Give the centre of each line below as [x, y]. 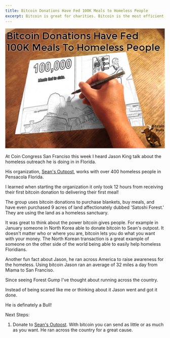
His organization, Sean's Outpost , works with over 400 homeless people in [83, 171]
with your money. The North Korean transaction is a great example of [77, 239]
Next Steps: [17, 315]
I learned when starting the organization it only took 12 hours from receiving [84, 186]
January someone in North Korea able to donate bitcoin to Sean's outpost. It [84, 228]
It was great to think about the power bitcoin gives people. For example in [82, 222]
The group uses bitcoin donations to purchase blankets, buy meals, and [80, 202]
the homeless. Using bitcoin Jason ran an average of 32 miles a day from [81, 265]
